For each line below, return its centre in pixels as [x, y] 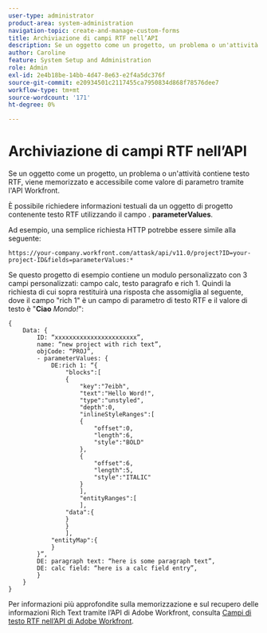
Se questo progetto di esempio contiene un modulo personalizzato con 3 [128, 275]
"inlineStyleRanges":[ [117, 415]
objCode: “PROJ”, [65, 352]
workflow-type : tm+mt [44, 90]
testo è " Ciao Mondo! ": [46, 309]
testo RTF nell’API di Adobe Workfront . [71, 621]
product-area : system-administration [71, 23]
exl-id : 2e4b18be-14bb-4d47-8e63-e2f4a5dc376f [87, 75]
